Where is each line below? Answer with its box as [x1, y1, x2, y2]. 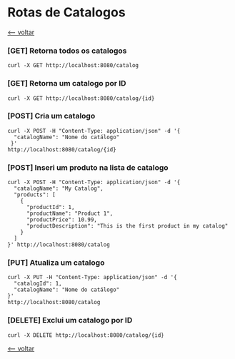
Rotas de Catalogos [7, 4, 126, 21]
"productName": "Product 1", [26, 210, 114, 218]
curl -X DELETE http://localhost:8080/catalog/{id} [7, 331, 164, 339]
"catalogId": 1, [14, 280, 62, 288]
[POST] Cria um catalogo [7, 111, 96, 121]
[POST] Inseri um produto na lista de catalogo [7, 162, 169, 172]
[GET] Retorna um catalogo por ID [7, 79, 126, 89]
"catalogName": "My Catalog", [14, 185, 104, 193]
